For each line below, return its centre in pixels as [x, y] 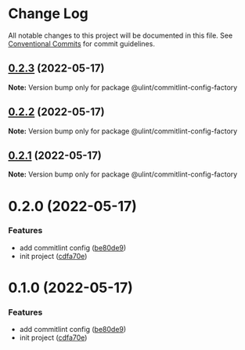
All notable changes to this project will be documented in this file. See [121, 35]
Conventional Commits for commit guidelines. [81, 43]
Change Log [48, 14]
